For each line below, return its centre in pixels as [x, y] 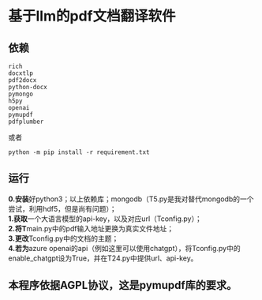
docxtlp [21, 73]
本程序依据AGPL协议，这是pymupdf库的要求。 [123, 285]
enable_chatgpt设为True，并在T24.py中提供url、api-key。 [103, 258]
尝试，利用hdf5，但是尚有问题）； [62, 208]
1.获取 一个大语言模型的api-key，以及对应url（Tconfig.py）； [105, 219]
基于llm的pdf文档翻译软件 [92, 16]
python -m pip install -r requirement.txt [79, 152]
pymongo [21, 94]
